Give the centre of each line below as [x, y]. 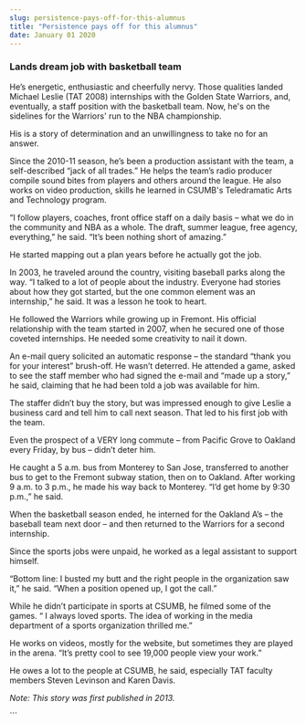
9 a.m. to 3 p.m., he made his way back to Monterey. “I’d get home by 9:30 [150, 487]
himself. [24, 561]
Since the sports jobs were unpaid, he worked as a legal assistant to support [153, 551]
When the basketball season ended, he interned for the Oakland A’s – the [146, 514]
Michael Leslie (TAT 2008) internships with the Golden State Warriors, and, [150, 96]
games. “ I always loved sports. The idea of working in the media [131, 615]
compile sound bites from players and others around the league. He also [145, 180]
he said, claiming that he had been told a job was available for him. [135, 385]
